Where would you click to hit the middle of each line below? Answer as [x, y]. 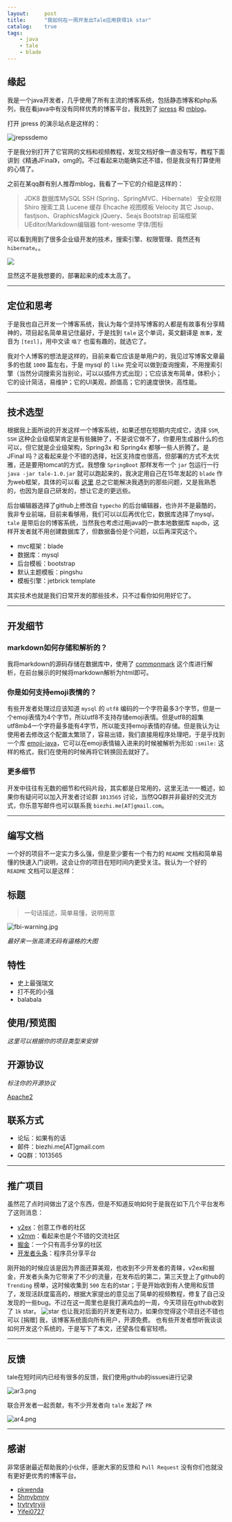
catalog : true [32, 26]
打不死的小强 [35, 992]
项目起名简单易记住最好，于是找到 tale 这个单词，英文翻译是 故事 [118, 333]
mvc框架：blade [40, 546]
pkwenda [30, 1489]
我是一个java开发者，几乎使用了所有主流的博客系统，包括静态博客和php [109, 100]
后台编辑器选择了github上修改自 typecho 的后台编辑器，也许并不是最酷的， [113, 506]
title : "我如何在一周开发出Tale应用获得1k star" [79, 20]
